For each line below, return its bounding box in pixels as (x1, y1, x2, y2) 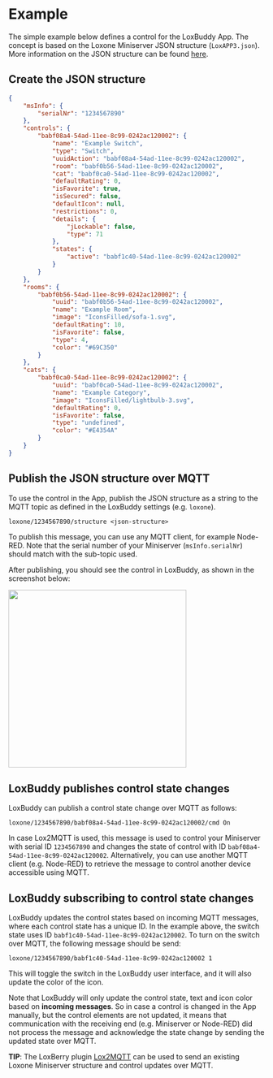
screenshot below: (8, 574, 71, 583)
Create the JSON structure (8, 72, 146, 86)
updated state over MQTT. (8, 1037, 97, 1046)
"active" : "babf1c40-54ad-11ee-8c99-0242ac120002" (66, 253, 242, 261)
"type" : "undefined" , (51, 419, 126, 427)
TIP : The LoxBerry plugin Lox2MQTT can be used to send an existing (8, 1052, 240, 1062)
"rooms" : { (23, 283, 60, 291)
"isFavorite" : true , (51, 184, 122, 193)
